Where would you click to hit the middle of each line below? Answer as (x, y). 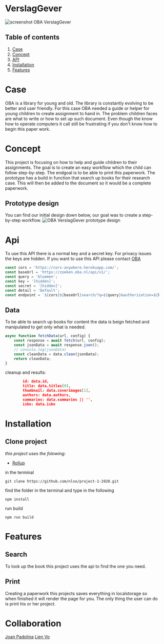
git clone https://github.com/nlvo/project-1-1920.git (62, 481)
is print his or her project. (31, 604)
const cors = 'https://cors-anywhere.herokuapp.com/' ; (62, 268)
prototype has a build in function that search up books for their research (78, 178)
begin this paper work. (28, 129)
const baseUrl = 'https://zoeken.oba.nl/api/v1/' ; (58, 272)
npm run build (20, 517)
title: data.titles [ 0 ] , (47, 386)
